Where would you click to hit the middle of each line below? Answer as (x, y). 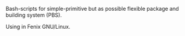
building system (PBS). (34, 15)
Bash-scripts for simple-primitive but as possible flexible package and (92, 9)
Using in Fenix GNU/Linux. (38, 27)
